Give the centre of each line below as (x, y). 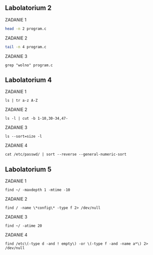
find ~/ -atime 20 (23, 226)
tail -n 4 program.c (26, 47)
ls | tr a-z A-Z (21, 101)
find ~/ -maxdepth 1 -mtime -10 (38, 190)
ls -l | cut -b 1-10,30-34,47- (37, 119)
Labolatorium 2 (28, 8)
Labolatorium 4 (29, 80)
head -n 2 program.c (26, 29)
